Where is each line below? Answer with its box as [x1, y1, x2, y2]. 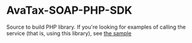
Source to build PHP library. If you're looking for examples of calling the [6, 23, 186, 30]
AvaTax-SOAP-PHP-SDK [6, 4, 133, 17]
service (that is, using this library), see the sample [6, 29, 132, 36]
